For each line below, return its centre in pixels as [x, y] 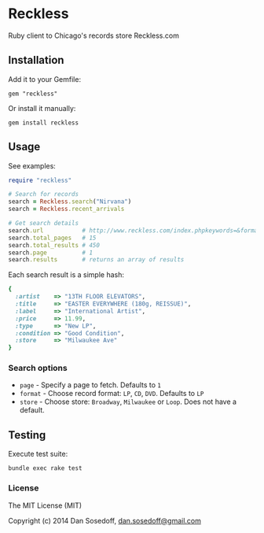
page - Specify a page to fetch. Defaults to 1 [90, 385]
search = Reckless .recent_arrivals [66, 209]
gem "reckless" [33, 94]
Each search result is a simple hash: [66, 275]
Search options [38, 368]
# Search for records [44, 194]
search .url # [47, 230]
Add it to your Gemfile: [44, 79]
